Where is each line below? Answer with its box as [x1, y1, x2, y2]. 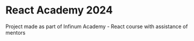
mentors [5, 29, 26, 36]
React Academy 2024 [5, 4, 113, 17]
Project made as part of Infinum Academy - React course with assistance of [5, 23, 188, 30]
